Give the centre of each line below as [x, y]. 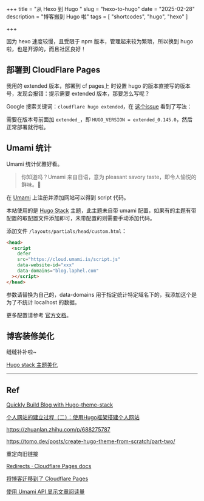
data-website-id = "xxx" [46, 265]
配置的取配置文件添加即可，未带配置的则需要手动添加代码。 [81, 218]
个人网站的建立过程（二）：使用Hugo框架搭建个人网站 [73, 417]
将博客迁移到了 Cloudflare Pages [47, 479]
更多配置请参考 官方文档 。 [39, 315]
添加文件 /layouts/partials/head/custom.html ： [67, 231]
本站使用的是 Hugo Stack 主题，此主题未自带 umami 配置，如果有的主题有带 [101, 210]
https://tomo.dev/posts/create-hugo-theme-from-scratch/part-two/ [91, 441]
